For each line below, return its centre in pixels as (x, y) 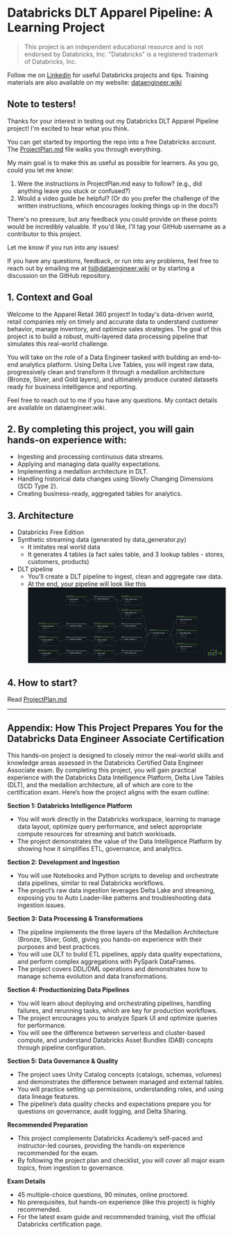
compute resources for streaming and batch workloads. (97, 834)
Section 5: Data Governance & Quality (63, 1061)
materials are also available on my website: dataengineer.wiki (95, 82)
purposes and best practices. (59, 947)
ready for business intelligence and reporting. (72, 386)
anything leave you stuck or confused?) (74, 191)
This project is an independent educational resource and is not (113, 47)
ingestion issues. (41, 905)
